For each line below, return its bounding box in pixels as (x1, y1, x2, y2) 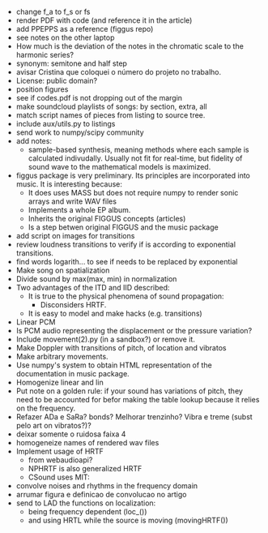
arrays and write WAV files (28, 196, 117, 206)
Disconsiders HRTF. (40, 300, 107, 309)
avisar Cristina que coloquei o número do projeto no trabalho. (15, 67, 221, 76)
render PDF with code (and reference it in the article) (15, 15, 193, 25)
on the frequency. (15, 403, 76, 413)
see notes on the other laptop (15, 32, 115, 42)
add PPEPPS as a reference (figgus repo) (15, 24, 154, 33)
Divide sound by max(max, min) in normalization (15, 274, 177, 283)
